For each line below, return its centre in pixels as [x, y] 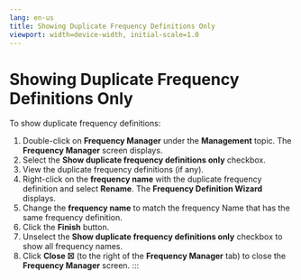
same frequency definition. [73, 218]
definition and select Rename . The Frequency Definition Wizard [142, 189]
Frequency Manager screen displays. [92, 151]
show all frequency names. [73, 247]
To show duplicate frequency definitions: [85, 124]
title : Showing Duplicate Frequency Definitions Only [113, 26]
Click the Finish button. [66, 228]
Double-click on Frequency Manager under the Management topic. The [157, 141]
